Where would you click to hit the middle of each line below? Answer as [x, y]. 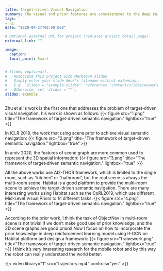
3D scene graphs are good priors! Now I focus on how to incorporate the [78, 228]
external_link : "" [24, 41]
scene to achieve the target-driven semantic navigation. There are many [77, 188]
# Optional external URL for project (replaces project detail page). [78, 36]
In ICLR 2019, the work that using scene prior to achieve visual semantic [77, 133]
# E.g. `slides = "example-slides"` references [56, 85]
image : [12, 50]
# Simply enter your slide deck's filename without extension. [72, 81]
